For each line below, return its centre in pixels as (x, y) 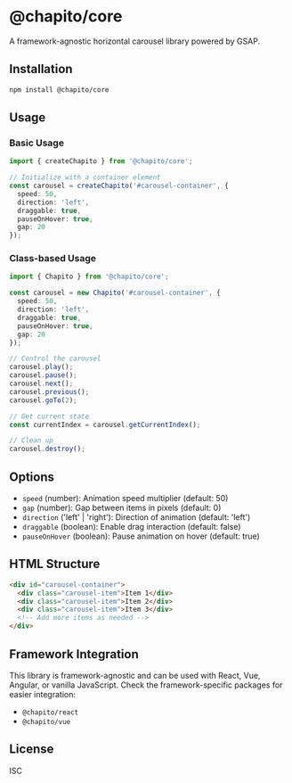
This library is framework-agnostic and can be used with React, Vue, (135, 675)
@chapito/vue (46, 721)
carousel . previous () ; (49, 391)
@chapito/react (50, 712)
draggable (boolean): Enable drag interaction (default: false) (131, 527)
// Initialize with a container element (85, 177)
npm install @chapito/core (59, 90)
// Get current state (49, 416)
